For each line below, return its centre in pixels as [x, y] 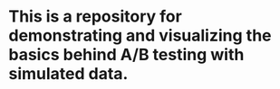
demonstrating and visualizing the [140, 36]
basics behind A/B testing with [126, 55]
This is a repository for [95, 17]
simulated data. [68, 74]
